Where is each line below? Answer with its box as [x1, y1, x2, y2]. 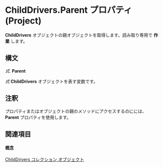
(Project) [5, 15, 42, 27]
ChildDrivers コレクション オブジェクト [5, 157, 84, 163]
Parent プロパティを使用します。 [5, 114, 71, 120]
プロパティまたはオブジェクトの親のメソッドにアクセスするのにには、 [5, 108, 147, 114]
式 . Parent [5, 68, 26, 74]
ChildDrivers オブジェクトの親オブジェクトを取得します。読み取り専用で [5, 32, 153, 38]
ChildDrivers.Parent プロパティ [5, 4, 133, 16]
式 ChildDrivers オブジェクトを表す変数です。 [5, 78, 98, 84]
